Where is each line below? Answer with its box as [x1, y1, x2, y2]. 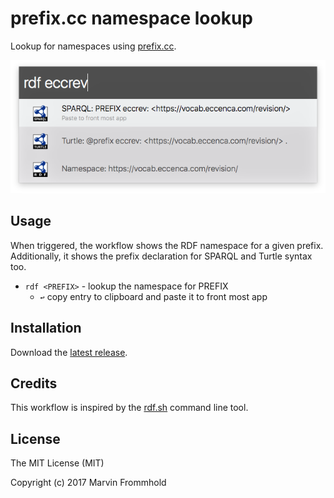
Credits [10, 375, 58, 392]
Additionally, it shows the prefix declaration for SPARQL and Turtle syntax [10, 250, 313, 262]
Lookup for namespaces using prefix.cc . [10, 40, 177, 52]
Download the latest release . [10, 346, 128, 358]
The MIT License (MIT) [10, 457, 105, 469]
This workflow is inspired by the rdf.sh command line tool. [10, 402, 249, 414]
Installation [10, 320, 82, 337]
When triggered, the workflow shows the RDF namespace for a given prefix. [10, 239, 324, 251]
